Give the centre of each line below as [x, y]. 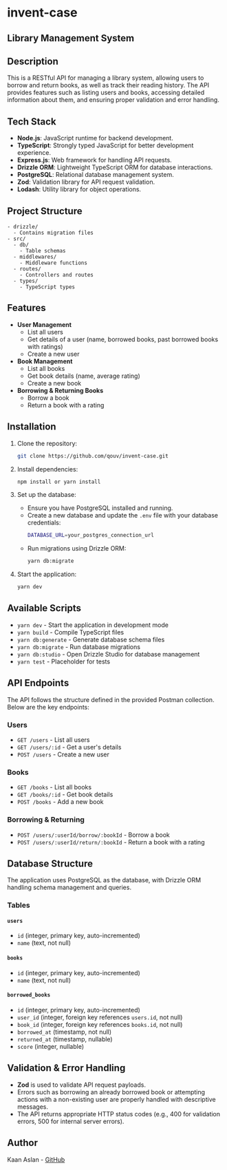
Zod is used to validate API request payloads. [82, 1085]
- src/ [17, 239]
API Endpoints [38, 683]
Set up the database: [47, 495]
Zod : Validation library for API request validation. [86, 182]
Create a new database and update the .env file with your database [123, 515]
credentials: [44, 523]
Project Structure [45, 211]
